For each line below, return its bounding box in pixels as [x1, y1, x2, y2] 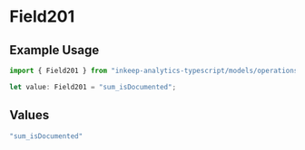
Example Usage [9, 42, 100, 58]
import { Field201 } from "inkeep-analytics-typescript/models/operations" [9, 66, 302, 75]
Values [9, 108, 50, 123]
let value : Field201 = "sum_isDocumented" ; [9, 82, 177, 91]
